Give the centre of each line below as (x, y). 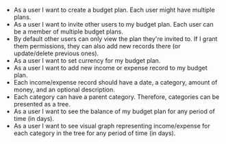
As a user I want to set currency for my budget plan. (87, 60)
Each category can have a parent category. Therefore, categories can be (116, 97)
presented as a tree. (42, 104)
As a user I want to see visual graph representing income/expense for (112, 126)
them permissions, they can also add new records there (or (97, 46)
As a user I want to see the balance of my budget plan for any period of (114, 111)
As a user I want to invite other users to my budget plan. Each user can (113, 24)
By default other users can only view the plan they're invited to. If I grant (115, 39)
